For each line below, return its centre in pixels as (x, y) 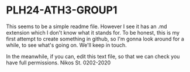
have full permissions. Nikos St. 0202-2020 (58, 63)
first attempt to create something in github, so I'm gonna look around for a (95, 39)
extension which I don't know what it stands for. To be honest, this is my (93, 32)
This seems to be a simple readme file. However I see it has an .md (87, 26)
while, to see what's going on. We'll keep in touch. (66, 45)
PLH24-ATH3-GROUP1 (62, 10)
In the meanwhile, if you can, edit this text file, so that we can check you (93, 56)
